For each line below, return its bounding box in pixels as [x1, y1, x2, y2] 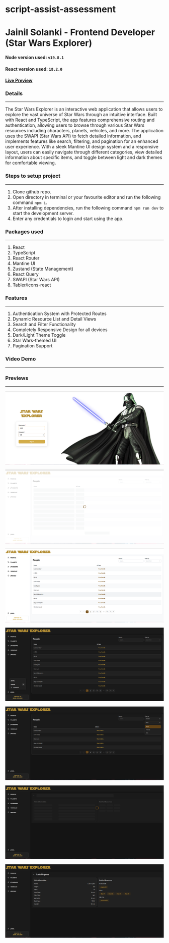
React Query [12, 271, 39, 277]
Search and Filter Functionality [12, 322, 76, 328]
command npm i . [12, 199, 48, 205]
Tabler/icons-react [12, 282, 51, 288]
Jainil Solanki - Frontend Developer [5, 27, 155, 38]
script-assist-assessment [5, 4, 116, 15]
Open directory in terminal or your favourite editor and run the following [12, 194, 161, 200]
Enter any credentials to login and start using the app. [12, 216, 124, 222]
